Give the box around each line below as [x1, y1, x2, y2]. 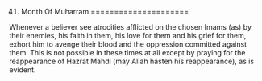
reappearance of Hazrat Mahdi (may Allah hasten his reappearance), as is [9, 56, 255, 66]
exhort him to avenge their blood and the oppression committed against [9, 39, 247, 49]
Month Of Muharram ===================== [20, 7, 189, 16]
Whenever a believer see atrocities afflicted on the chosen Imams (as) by [9, 22, 252, 31]
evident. [9, 65, 36, 75]
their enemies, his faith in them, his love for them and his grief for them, [9, 31, 247, 40]
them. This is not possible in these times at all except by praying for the [9, 48, 246, 57]
